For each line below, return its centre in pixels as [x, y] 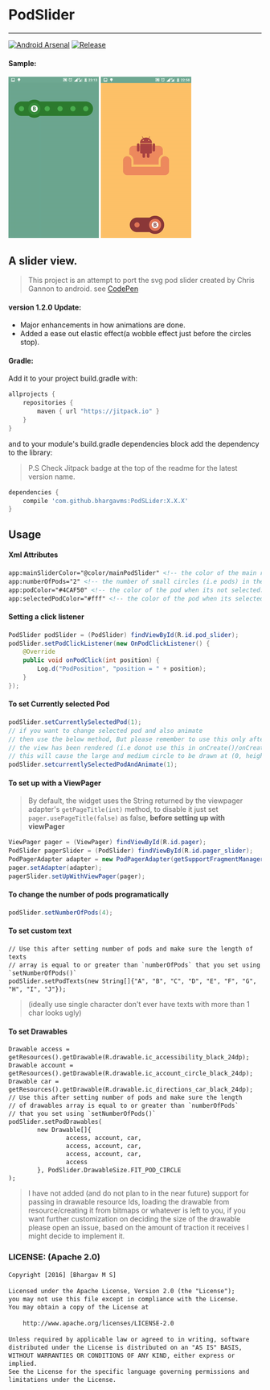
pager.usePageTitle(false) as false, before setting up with [127, 818]
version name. [51, 477]
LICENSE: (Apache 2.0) [54, 1257]
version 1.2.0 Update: [45, 307]
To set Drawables [38, 1031]
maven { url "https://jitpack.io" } [98, 412]
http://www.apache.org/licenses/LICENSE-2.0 [98, 1323]
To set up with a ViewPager [55, 783]
